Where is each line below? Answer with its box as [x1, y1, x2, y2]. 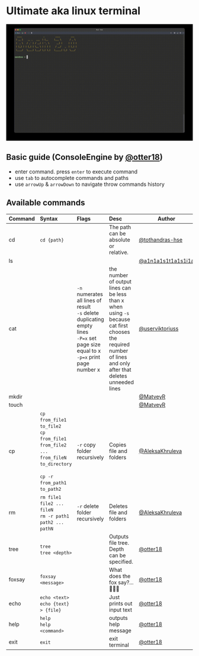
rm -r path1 [40, 513, 69, 519]
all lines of [76, 297, 102, 304]
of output [109, 278, 132, 285]
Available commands [6, 198, 85, 208]
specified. [109, 558, 133, 565]
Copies [109, 441, 127, 448]
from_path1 [40, 480, 67, 486]
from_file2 [40, 442, 67, 448]
